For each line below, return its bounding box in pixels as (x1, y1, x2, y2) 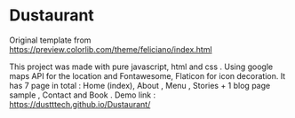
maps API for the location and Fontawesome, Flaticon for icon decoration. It (9, 70, 286, 81)
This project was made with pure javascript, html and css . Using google (9, 61, 274, 72)
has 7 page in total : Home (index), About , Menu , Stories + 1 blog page (9, 80, 271, 90)
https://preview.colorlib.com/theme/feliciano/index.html (9, 43, 212, 54)
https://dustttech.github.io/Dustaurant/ (9, 98, 151, 109)
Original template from (9, 35, 92, 45)
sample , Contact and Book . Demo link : (9, 90, 156, 100)
